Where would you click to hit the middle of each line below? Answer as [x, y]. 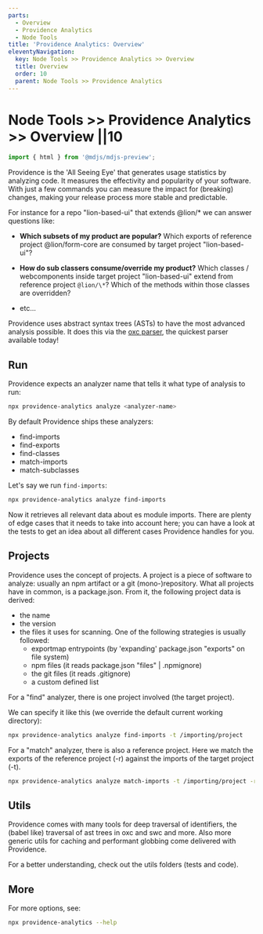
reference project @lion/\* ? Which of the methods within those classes [135, 285]
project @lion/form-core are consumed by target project [110, 245]
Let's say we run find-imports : [58, 485]
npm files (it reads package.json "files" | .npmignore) [116, 665]
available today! [33, 340]
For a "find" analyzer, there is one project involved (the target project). [121, 697]
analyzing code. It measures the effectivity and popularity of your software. [130, 181]
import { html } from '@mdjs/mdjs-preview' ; [82, 158]
